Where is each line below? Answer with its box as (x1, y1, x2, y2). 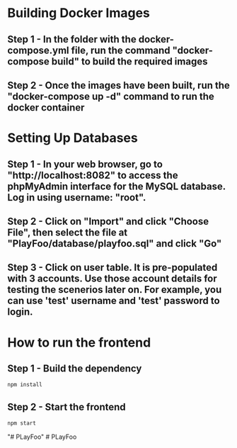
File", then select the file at (7, 226, 128, 238)
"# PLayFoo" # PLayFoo (7, 432, 77, 441)
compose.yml (7, 44, 69, 56)
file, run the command (71, 44, 171, 56)
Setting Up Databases (7, 130, 138, 146)
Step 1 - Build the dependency (7, 362, 142, 374)
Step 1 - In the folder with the (7, 33, 137, 45)
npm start (7, 420, 37, 427)
